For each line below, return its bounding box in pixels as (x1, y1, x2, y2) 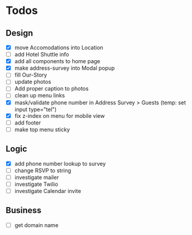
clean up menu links (14, 92, 65, 99)
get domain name (14, 221, 59, 228)
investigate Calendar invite (14, 187, 81, 194)
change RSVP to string (14, 166, 71, 174)
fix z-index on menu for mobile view (14, 112, 105, 119)
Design (5, 28, 33, 38)
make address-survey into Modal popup (14, 64, 115, 72)
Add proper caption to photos (14, 85, 89, 92)
